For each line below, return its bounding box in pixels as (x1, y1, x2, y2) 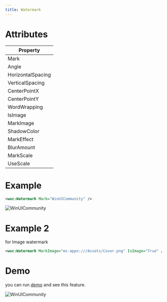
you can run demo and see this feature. (5, 282, 86, 288)
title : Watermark (5, 7, 41, 12)
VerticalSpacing (7, 79, 45, 86)
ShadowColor (7, 128, 40, 135)
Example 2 (5, 223, 50, 234)
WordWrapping (7, 103, 43, 110)
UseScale (7, 160, 30, 167)
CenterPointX (7, 87, 39, 94)
